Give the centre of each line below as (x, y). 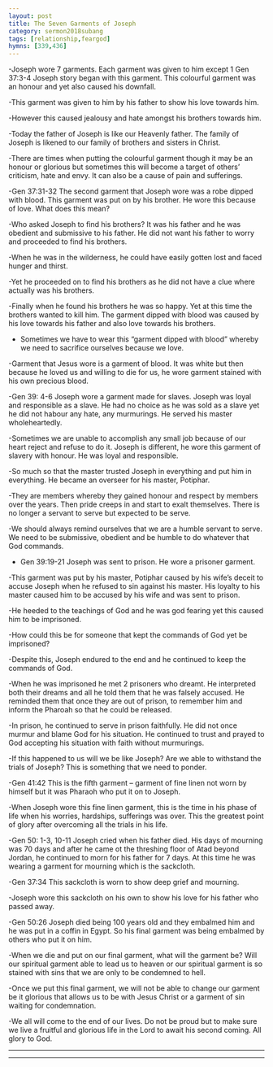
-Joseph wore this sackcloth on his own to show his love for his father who (134, 898)
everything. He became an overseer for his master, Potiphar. (109, 480)
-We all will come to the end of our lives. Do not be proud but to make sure (133, 1021)
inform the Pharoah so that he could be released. (90, 710)
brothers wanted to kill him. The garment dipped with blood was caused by (134, 315)
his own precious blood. (49, 381)
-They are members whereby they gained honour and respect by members (133, 496)
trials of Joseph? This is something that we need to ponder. (108, 767)
